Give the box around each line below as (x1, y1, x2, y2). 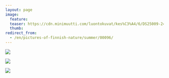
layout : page (5, 7, 33, 12)
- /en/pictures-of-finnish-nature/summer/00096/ (10, 35, 114, 40)
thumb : (10, 26, 24, 31)
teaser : (10, 21, 26, 26)
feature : (10, 16, 28, 21)
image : (5, 12, 19, 17)
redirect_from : (5, 30, 37, 35)
